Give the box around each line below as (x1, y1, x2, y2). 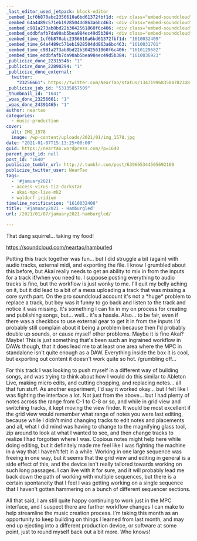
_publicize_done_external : (6, 69, 72, 75)
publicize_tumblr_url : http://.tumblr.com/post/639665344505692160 (6, 162, 175, 168)
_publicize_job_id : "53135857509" (6, 85, 91, 91)
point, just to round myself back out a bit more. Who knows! (6, 528, 151, 535)
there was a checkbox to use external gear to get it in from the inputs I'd (6, 318, 181, 324)
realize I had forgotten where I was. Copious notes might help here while (6, 436, 181, 442)
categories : (6, 112, 35, 118)
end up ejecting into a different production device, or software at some (6, 522, 177, 529)
